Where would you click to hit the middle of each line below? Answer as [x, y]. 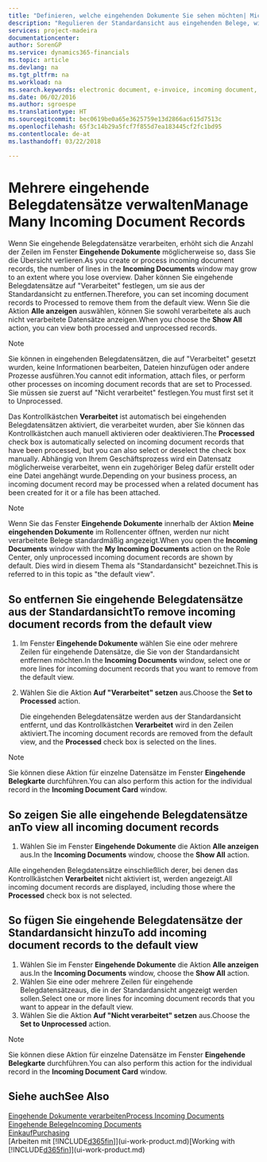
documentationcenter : [44, 38]
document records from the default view [110, 624]
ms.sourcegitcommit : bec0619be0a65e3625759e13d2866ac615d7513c [115, 119]
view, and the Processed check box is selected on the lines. [118, 742]
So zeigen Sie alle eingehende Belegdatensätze [128, 815]
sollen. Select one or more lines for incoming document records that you [137, 998]
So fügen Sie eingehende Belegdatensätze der [126, 920]
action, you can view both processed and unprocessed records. [113, 328]
